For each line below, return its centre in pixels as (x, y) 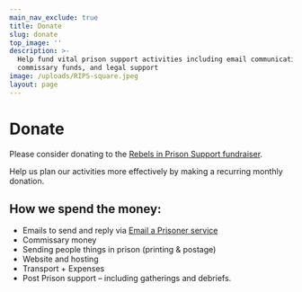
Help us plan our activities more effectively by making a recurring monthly (146, 171)
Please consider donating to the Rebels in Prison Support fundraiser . (136, 154)
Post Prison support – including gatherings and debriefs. (127, 279)
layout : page (34, 84)
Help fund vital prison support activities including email (132, 59)
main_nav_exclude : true (54, 18)
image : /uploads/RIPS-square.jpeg (74, 76)
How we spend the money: (85, 209)
